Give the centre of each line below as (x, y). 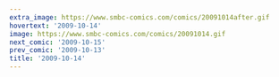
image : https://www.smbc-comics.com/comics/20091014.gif (118, 34)
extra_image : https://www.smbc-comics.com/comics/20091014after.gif (139, 17)
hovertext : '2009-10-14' (55, 26)
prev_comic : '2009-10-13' (57, 50)
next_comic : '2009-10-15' (57, 42)
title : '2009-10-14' (48, 58)
